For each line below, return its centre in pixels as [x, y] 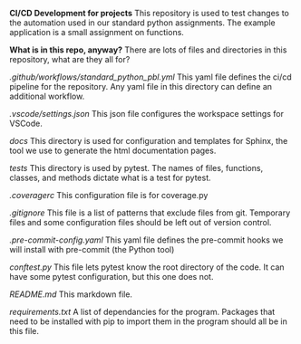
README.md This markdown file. [71, 294]
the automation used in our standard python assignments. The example [142, 23]
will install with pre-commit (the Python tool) [92, 249]
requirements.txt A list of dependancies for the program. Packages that [142, 312]
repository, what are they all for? [70, 59]
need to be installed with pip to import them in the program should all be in [148, 321]
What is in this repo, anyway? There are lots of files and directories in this [148, 50]
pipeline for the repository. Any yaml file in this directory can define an [141, 86]
